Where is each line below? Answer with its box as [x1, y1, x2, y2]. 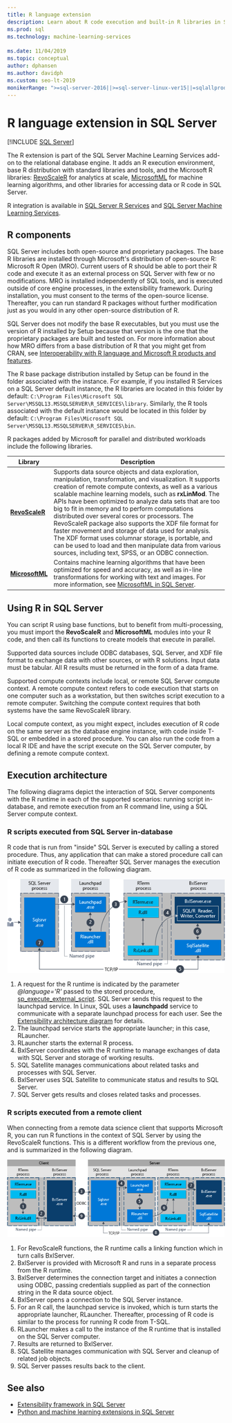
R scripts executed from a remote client [7, 1108, 142, 1117]
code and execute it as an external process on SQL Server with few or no [7, 269, 215, 278]
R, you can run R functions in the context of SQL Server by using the [7, 1131, 202, 1139]
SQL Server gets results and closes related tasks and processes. [17, 1090, 202, 1099]
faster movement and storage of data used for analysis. [53, 527, 211, 535]
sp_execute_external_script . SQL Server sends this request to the [17, 995, 203, 1003]
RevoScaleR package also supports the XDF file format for [53, 519, 219, 527]
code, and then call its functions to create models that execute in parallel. [7, 635, 216, 644]
